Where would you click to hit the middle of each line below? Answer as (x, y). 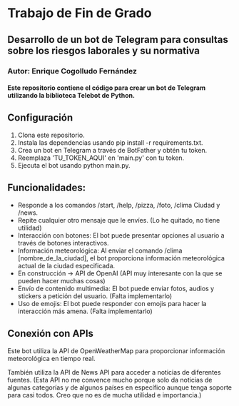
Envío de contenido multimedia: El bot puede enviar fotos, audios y (116, 288)
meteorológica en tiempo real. (51, 358)
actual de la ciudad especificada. (66, 265)
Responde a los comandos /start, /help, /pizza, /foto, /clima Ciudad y (119, 205)
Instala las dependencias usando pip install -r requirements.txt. (110, 142)
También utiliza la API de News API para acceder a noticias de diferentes (114, 372)
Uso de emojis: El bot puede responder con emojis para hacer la (112, 303)
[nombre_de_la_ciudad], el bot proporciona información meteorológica (121, 258)
